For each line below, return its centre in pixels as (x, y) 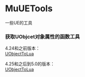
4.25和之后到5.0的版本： (30, 64)
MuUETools (29, 9)
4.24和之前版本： (22, 48)
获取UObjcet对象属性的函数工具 (42, 36)
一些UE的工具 (19, 23)
